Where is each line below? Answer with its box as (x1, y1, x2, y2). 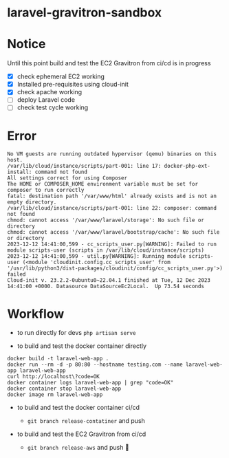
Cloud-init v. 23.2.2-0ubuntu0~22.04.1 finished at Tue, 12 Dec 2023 (7, 277, 211, 284)
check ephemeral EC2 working (17, 72, 105, 80)
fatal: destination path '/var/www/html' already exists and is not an (7, 193, 217, 200)
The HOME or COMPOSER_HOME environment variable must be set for (7, 181, 198, 188)
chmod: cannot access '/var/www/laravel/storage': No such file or (7, 217, 205, 224)
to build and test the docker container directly (17, 342, 146, 350)
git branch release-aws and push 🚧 (27, 444, 129, 452)
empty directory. (7, 199, 57, 206)
